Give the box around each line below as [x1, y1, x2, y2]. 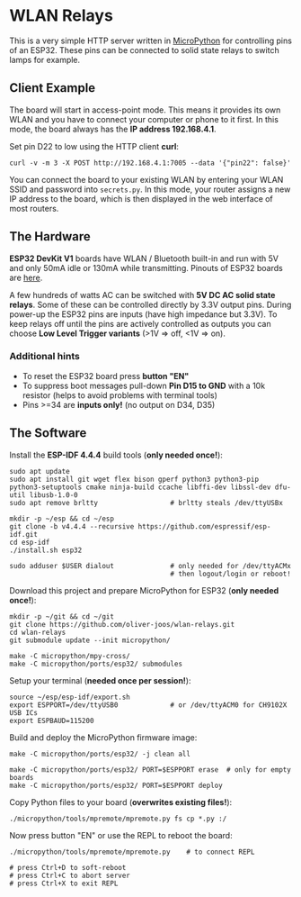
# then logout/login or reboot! [170, 569, 292, 578]
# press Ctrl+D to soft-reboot [9, 863, 127, 872]
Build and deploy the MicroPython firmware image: [9, 731, 198, 743]
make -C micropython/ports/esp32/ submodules [9, 659, 182, 668]
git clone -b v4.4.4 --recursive [9, 521, 135, 531]
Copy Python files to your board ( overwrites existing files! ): [9, 796, 233, 807]
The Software [9, 425, 87, 441]
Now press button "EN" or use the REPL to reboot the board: [9, 829, 233, 840]
